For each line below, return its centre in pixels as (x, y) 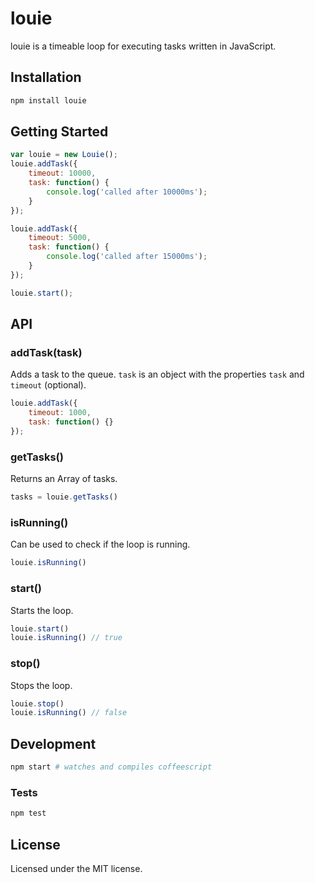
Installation (46, 77)
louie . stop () (37, 703)
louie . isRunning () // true (66, 638)
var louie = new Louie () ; (64, 155)
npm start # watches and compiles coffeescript (111, 767)
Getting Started (59, 132)
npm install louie (48, 100)
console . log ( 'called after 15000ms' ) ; (127, 257)
